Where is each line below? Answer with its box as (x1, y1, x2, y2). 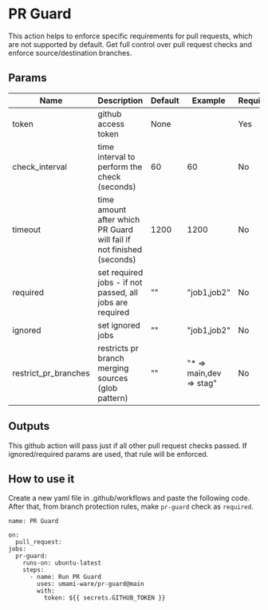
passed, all (97, 286, 138, 297)
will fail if (97, 234, 131, 245)
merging (97, 362, 129, 373)
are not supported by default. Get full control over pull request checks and (8, 39, 253, 49)
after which (97, 214, 140, 225)
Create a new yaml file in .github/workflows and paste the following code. (8, 494, 250, 503)
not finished (97, 244, 143, 255)
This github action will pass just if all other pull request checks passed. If (8, 440, 247, 451)
